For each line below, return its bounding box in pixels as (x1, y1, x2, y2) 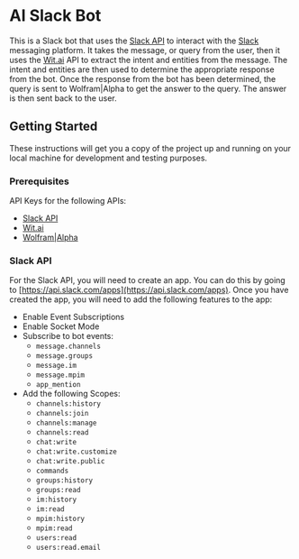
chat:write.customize (35, 447, 117, 456)
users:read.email (35, 543, 102, 553)
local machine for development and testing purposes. (9, 152, 208, 163)
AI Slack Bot (9, 5, 102, 26)
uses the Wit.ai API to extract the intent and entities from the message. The (9, 54, 288, 65)
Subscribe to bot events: (22, 331, 114, 342)
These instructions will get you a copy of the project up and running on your (9, 142, 291, 153)
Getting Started (9, 119, 98, 134)
